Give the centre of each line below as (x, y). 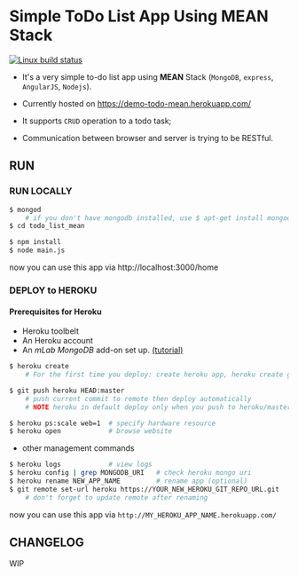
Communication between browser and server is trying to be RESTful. (147, 138)
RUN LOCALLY (41, 191)
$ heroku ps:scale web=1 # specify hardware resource (113, 423)
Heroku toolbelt (51, 331)
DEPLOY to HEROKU (53, 290)
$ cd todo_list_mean (47, 226)
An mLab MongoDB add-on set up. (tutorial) (102, 350)
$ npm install (35, 242)
